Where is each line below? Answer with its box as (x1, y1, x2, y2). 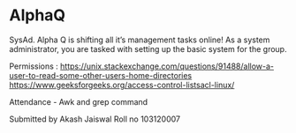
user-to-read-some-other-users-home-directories (9, 70, 193, 80)
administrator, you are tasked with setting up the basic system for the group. (9, 43, 287, 54)
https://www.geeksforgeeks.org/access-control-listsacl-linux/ (9, 79, 235, 90)
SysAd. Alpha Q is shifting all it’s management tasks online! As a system (9, 34, 270, 45)
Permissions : (9, 61, 59, 71)
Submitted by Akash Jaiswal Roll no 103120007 (9, 114, 181, 124)
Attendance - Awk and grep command (9, 96, 148, 107)
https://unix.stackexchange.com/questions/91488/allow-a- (60, 61, 275, 71)
